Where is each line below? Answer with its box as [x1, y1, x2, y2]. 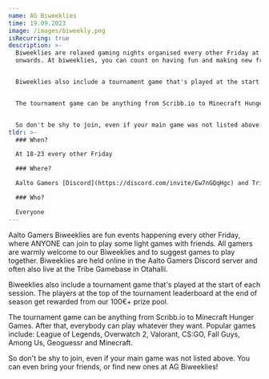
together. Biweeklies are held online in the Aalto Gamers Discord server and [8, 256, 258, 265]
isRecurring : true [8, 34, 70, 42]
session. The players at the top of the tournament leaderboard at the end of [8, 288, 258, 297]
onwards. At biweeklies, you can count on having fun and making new [15, 57, 252, 65]
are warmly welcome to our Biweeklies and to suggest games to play [8, 247, 235, 256]
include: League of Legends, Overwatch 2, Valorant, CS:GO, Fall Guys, [8, 329, 240, 339]
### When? [15, 135, 48, 144]
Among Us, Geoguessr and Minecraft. [8, 337, 134, 347]
